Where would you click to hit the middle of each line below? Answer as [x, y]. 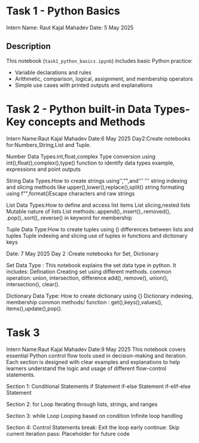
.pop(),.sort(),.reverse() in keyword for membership [69, 218]
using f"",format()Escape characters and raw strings [71, 193]
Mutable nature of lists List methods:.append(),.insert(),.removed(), [89, 211]
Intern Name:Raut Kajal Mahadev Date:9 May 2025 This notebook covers [96, 349]
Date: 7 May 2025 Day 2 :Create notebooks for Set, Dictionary [82, 253]
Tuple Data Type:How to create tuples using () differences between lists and [100, 229]
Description [28, 46]
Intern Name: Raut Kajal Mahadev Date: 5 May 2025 [70, 28]
